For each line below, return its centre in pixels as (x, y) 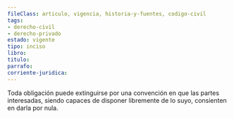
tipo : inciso (26, 46)
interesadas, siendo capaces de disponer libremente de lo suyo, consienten (117, 100)
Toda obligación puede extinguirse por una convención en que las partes (113, 93)
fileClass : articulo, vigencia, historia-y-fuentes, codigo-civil (107, 14)
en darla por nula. (33, 108)
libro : (17, 54)
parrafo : (20, 66)
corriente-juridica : (38, 73)
